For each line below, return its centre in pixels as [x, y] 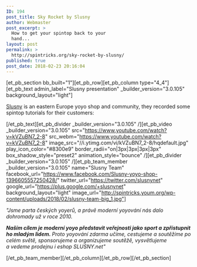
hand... [21, 39]
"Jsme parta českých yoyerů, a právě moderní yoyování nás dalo [85, 210]
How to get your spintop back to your [59, 33]
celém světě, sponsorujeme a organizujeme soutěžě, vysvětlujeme [86, 241]
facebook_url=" [25, 174]
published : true [26, 60]
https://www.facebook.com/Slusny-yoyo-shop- [101, 174]
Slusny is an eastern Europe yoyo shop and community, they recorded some [98, 107]
